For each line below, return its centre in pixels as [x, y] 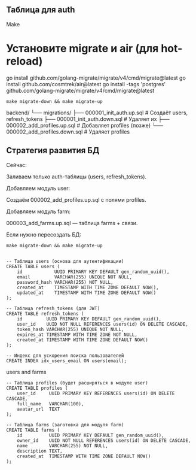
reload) [24, 61]
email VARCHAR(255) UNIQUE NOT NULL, [75, 277]
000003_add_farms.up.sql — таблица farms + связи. [72, 223]
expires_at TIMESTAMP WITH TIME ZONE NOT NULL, [77, 335]
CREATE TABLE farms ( [33, 430]
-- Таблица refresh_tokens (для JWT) [53, 308]
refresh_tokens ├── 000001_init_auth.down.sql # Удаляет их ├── [88, 119]
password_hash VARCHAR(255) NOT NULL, [65, 282]
